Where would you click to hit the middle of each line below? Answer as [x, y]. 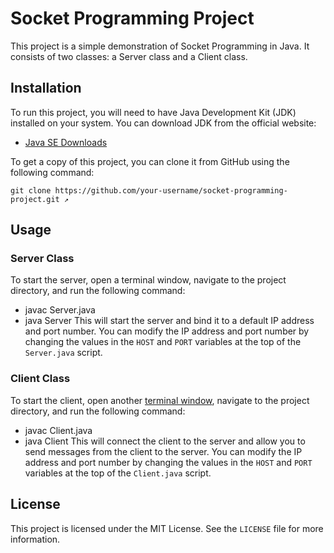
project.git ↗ [40, 199]
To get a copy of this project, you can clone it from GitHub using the [150, 161]
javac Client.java [58, 430]
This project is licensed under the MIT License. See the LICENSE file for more [167, 528]
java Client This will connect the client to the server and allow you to [165, 441]
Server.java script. [63, 353]
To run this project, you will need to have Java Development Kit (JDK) [153, 112]
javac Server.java [60, 310]
